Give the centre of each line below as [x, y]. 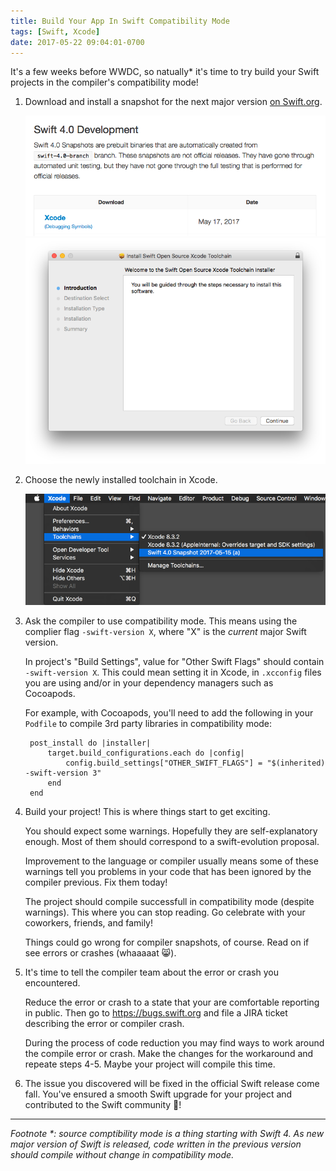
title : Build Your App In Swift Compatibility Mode [120, 21]
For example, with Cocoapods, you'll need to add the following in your [169, 713]
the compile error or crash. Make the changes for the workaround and [169, 1054]
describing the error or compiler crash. [104, 1024]
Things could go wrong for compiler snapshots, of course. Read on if [167, 942]
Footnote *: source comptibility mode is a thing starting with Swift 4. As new [167, 1134]
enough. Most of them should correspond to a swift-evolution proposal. [172, 842]
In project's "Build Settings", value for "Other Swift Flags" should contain [174, 662]
